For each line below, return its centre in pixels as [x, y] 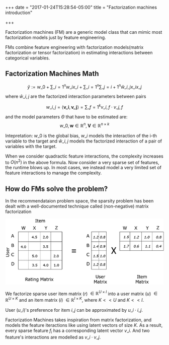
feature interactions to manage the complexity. [54, 173]
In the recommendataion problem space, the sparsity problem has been [79, 201]
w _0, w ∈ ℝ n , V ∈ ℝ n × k [84, 125]
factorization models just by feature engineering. [56, 38]
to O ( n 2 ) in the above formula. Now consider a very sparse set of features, [82, 162]
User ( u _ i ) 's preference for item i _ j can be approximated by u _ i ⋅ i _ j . [74, 310]
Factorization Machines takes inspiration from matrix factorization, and [78, 320]
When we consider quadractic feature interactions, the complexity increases [84, 156]
